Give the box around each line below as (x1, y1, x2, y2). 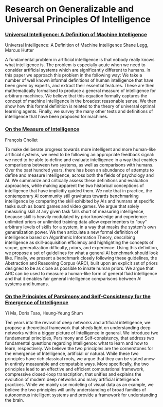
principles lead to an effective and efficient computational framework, (5, 366, 145, 372)
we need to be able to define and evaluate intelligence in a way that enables (5, 157, 157, 163)
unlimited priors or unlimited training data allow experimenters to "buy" (5, 219, 147, 224)
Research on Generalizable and (5, 3, 134, 15)
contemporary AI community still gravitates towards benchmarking (5, 193, 139, 199)
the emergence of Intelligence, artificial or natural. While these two (5, 351, 139, 356)
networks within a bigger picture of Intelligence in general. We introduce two (5, 330, 159, 336)
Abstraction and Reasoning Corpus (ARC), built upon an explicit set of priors (5, 260, 158, 266)
